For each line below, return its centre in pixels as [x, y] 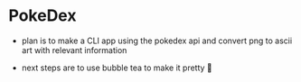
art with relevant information [74, 50]
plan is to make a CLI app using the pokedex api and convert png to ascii [157, 41]
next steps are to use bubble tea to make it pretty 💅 [117, 68]
